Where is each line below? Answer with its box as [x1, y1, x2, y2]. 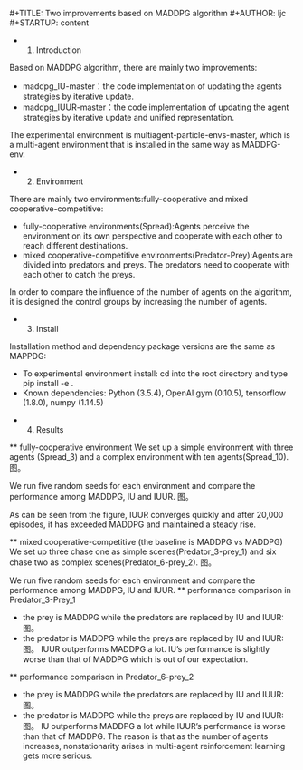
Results [35, 424, 64, 434]
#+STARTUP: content [9, 17, 90, 28]
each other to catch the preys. [22, 269, 136, 279]
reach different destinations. [22, 240, 128, 250]
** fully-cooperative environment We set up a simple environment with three [9, 442, 294, 453]
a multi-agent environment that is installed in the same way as [9, 140, 241, 150]
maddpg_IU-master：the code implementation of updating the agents [22, 81, 282, 92]
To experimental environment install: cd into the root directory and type [22, 368, 288, 379]
